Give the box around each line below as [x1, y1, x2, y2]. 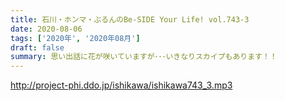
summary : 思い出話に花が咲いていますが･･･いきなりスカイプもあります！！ [10, 52, 278, 62]
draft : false [10, 42, 65, 53]
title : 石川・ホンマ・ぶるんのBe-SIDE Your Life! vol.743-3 [10, 14, 250, 25]
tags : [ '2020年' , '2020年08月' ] [10, 33, 141, 43]
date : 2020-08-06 [10, 24, 83, 34]
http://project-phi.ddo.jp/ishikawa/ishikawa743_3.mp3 [10, 79, 233, 91]
